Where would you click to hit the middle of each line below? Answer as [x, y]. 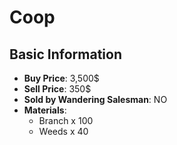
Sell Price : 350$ [57, 89]
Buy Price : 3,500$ [61, 78]
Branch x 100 [66, 120]
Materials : [45, 110]
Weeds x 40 [63, 131]
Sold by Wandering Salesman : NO [95, 99]
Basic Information [66, 54]
